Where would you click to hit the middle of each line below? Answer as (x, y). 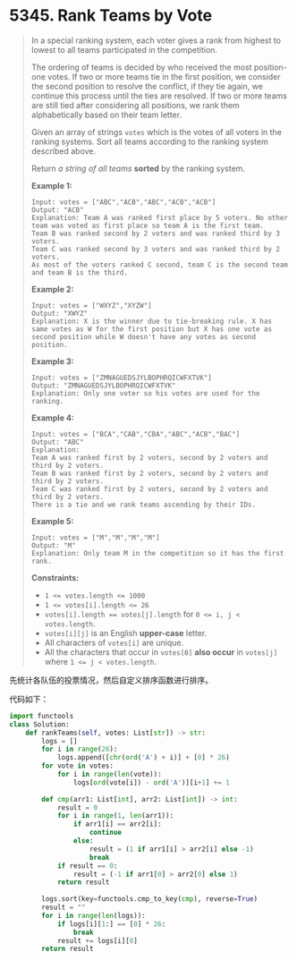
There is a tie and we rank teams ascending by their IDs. (144, 505)
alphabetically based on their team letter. (106, 115)
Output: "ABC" (57, 442)
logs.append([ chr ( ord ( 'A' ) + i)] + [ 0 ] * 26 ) (143, 758)
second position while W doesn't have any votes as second (144, 336)
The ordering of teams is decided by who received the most (141, 67)
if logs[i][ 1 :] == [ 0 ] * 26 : (111, 924)
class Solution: (39, 724)
